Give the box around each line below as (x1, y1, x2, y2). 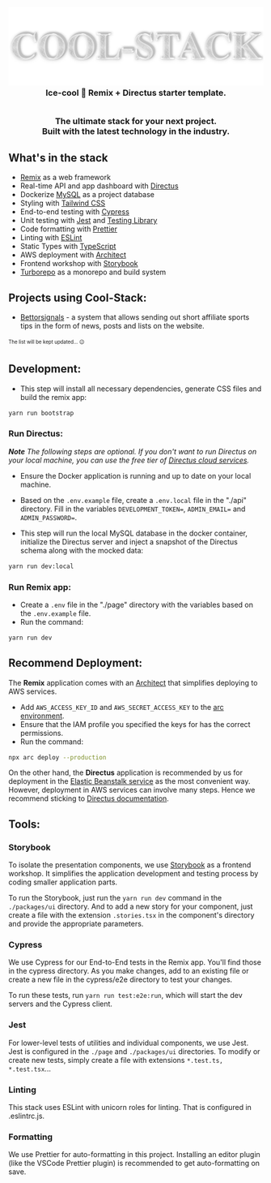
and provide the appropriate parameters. (8, 919, 144, 929)
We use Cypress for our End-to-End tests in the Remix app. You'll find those (8, 957, 261, 967)
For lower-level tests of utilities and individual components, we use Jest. (8, 1038, 249, 1047)
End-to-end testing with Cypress (19, 207, 129, 217)
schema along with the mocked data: (19, 545, 144, 555)
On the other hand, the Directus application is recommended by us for (8, 768, 243, 777)
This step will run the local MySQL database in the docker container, (19, 528, 248, 538)
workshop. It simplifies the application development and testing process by (8, 869, 259, 879)
